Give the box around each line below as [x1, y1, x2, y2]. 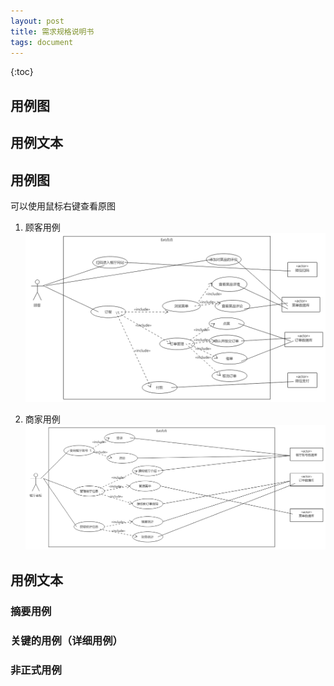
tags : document [10, 37, 74, 47]
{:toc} [10, 66, 34, 78]
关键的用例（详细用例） [10, 633, 123, 647]
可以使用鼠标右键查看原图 [10, 200, 116, 212]
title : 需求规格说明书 [10, 26, 95, 37]
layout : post [10, 16, 65, 26]
